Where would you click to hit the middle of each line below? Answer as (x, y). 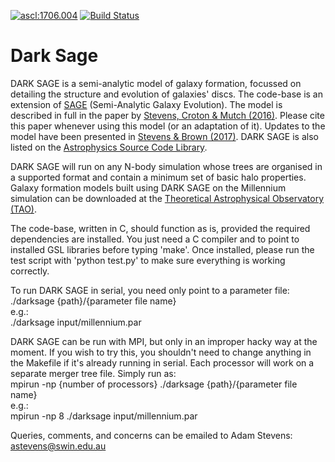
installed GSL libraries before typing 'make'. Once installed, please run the (162, 249)
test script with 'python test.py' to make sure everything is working (148, 260)
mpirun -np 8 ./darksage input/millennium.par (104, 416)
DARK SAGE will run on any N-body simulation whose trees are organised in (166, 166)
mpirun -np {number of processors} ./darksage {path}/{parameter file (154, 384)
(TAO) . (23, 209)
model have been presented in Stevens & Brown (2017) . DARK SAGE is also (164, 136)
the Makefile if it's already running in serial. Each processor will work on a (162, 362)
